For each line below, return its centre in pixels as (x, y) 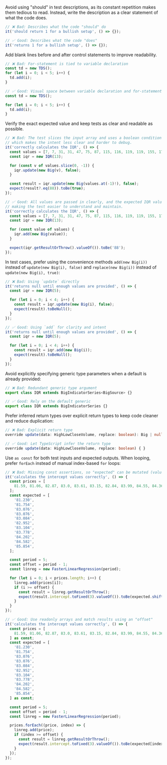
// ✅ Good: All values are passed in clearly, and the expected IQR (78, 202)
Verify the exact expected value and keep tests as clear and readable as (79, 123)
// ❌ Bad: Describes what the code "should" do (56, 27)
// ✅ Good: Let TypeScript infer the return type (58, 443)
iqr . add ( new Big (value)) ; (41, 234)
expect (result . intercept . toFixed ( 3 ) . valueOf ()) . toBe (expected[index (91, 744)
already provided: (23, 379)
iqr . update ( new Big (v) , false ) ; (47, 170)
